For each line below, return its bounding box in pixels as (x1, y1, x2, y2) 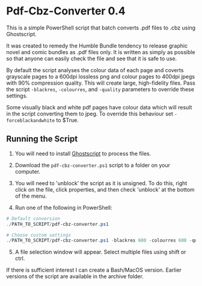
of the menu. (14, 192, 47, 199)
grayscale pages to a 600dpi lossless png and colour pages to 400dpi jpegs (6, 73, 195, 80)
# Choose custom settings (6, 232, 71, 238)
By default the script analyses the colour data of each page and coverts (6, 66, 184, 73)
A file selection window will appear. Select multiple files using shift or (14, 248, 186, 256)
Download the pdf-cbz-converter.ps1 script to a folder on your (14, 161, 170, 169)
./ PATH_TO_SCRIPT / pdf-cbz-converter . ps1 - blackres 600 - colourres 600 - (6, 237, 192, 244)
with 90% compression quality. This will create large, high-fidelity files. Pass (6, 79, 195, 87)
